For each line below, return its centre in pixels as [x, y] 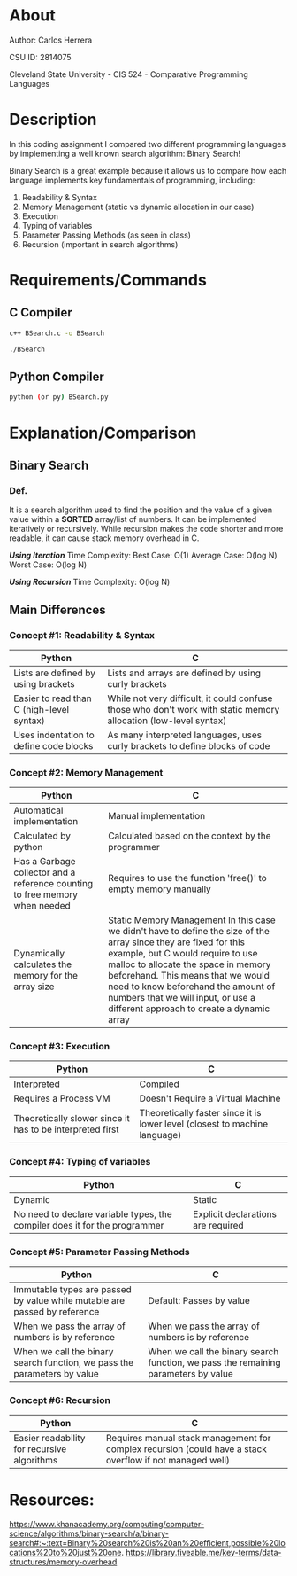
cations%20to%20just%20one [65, 1553]
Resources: [52, 1500]
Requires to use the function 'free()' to [187, 878]
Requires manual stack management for [188, 1439]
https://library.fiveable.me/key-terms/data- [203, 1553]
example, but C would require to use [183, 954]
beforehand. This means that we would [188, 976]
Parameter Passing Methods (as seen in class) [107, 235]
